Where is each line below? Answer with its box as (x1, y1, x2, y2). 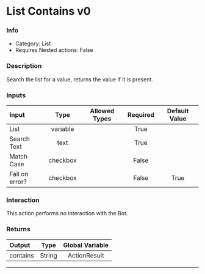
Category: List (15, 40, 51, 47)
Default (167, 107, 189, 116)
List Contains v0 (6, 4, 91, 18)
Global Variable (63, 240, 109, 249)
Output (9, 240, 31, 249)
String (40, 251, 58, 259)
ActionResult (67, 251, 104, 259)
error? (9, 177, 27, 186)
